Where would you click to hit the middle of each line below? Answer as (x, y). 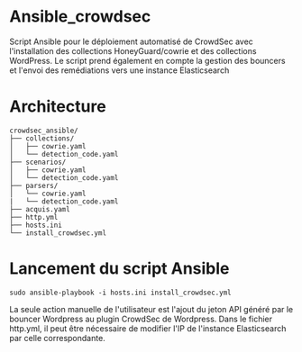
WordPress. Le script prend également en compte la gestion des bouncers (147, 60)
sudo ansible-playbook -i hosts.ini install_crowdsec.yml (120, 293)
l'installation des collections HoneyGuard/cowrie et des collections (133, 50)
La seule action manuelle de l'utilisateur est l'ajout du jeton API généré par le (151, 309)
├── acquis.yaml (40, 209)
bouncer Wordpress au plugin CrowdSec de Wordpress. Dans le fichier (141, 319)
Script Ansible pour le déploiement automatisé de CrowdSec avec (132, 41)
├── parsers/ (34, 185)
